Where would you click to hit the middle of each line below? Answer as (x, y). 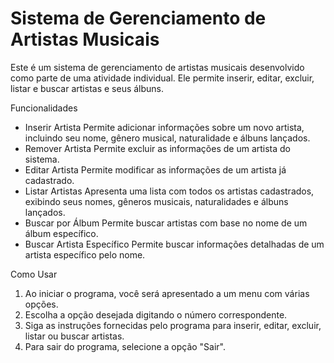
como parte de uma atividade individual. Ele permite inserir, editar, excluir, (162, 78)
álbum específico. (61, 233)
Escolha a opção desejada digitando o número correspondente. (156, 314)
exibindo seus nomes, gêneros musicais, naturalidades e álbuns (156, 201)
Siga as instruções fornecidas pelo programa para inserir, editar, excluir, (173, 325)
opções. (41, 304)
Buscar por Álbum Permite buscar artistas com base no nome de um (166, 223)
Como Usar (34, 274)
